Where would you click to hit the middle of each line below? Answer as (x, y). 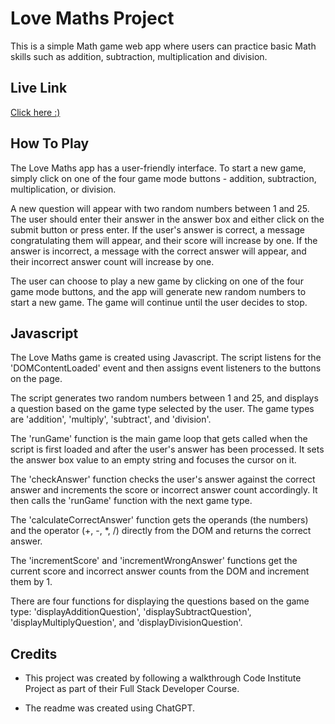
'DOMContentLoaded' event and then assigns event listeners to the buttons (166, 368)
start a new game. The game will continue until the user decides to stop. (159, 302)
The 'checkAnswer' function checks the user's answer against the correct (163, 479)
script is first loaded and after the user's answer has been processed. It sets (167, 449)
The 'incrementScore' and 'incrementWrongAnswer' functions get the (154, 561)
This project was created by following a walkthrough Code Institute (163, 678)
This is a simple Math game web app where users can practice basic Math (163, 46)
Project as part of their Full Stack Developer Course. (132, 689)
